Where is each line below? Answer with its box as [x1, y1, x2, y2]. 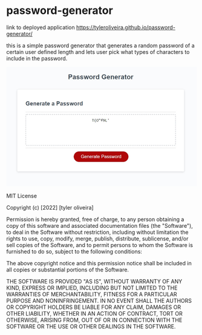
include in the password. [6, 55, 68, 62]
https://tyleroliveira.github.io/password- [76, 24, 175, 31]
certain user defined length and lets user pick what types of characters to [6, 48, 190, 55]
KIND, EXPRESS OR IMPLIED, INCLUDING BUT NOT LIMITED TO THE [6, 284, 178, 291]
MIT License [6, 192, 37, 200]
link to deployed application [6, 24, 75, 31]
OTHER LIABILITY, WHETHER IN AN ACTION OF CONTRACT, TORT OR [6, 310, 183, 317]
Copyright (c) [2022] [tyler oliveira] [6, 204, 94, 211]
